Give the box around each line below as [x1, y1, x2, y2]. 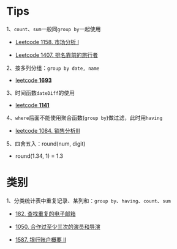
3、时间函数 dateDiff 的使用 [6, 89, 75, 96]
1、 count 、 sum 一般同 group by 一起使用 [6, 25, 101, 32]
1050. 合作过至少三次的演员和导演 [15, 223, 101, 230]
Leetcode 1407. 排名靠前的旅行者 [15, 51, 98, 59]
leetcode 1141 [15, 101, 50, 108]
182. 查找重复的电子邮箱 [15, 210, 76, 217]
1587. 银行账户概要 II [15, 236, 67, 243]
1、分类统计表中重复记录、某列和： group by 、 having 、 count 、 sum [6, 197, 171, 204]
